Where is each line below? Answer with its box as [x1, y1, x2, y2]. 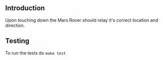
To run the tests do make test [5, 50, 66, 56]
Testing [5, 37, 30, 45]
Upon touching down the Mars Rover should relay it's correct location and [5, 17, 158, 23]
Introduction [5, 4, 45, 12]
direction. [5, 22, 25, 28]
